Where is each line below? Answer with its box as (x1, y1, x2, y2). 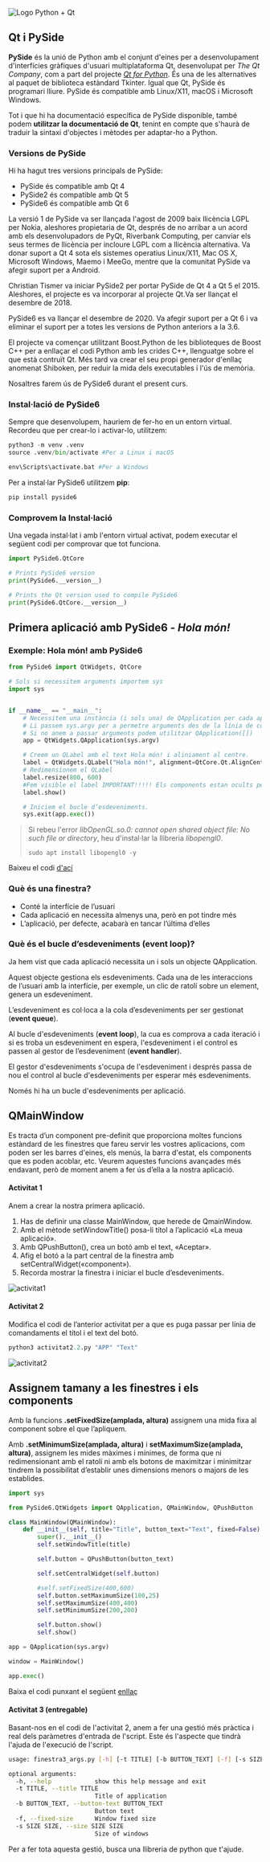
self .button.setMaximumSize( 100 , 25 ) (37, 1591, 160, 1599)
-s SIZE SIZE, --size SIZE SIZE (15, 1822, 125, 1830)
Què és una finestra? (8, 883, 92, 894)
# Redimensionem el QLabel (22, 766, 113, 775)
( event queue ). (8, 1013, 59, 1023)
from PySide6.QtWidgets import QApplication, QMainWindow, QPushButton (8, 1504, 253, 1512)
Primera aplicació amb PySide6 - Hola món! (8, 620, 231, 634)
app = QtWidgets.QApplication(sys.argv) (22, 736, 160, 745)
